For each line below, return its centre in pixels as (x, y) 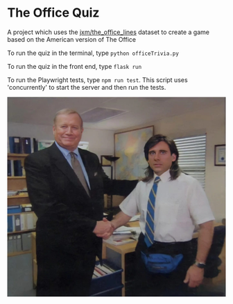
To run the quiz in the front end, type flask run (75, 66)
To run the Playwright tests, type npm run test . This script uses (98, 80)
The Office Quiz (53, 13)
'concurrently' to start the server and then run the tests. (87, 87)
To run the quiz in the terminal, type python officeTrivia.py (93, 53)
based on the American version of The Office (72, 39)
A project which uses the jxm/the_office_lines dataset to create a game (109, 32)
